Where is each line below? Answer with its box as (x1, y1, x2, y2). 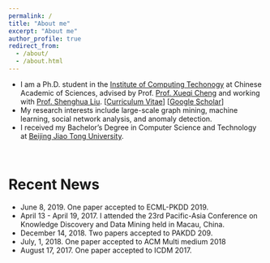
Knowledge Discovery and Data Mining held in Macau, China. (19, 219, 225, 229)
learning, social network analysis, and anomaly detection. (19, 114, 212, 123)
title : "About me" (8, 19, 71, 28)
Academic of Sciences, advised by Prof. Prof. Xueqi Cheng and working (19, 88, 261, 97)
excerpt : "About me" (8, 27, 79, 35)
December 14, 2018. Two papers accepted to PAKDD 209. (19, 228, 213, 238)
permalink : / (8, 11, 53, 20)
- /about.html (15, 58, 63, 66)
